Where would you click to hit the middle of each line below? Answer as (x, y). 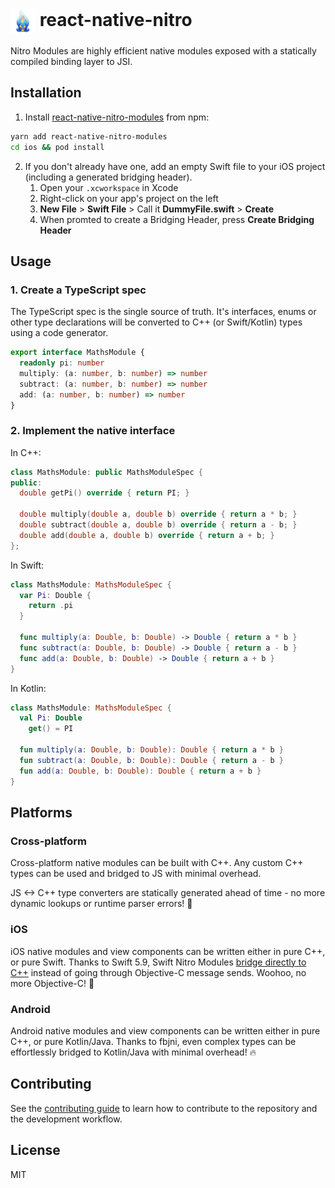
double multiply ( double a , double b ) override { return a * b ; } (158, 514)
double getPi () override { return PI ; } (104, 493)
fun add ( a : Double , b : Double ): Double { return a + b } (140, 771)
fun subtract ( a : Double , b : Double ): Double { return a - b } (151, 760)
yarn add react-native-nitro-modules (89, 136)
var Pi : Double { (55, 595)
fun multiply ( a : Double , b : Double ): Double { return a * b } (151, 750)
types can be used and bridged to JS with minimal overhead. (136, 874)
